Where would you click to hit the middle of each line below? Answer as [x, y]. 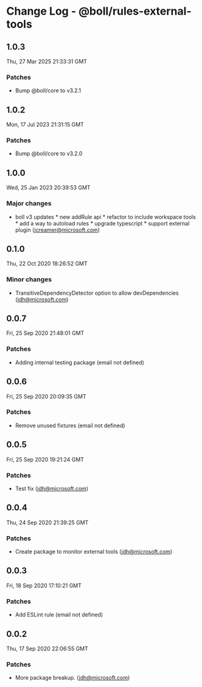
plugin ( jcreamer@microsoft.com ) [57, 230]
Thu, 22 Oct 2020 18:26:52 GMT [47, 263]
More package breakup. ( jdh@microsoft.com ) [72, 678]
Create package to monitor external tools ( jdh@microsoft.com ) [94, 552]
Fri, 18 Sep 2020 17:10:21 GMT [44, 586]
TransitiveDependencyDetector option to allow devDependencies [97, 293]
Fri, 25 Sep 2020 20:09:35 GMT [46, 396]
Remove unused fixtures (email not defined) [70, 425]
